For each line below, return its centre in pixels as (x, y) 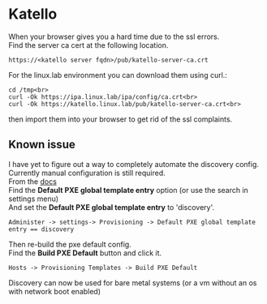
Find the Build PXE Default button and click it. (85, 253)
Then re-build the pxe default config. (70, 244)
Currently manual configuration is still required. (87, 173)
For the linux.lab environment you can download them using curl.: (118, 75)
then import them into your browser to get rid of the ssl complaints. (121, 119)
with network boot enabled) (55, 291)
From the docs (32, 181)
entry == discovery (41, 229)
